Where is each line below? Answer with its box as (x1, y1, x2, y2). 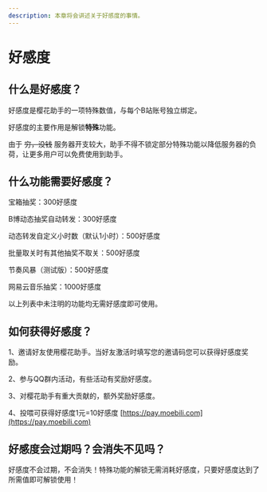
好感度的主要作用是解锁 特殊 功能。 (8, 122, 120, 132)
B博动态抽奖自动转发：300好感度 (8, 215, 117, 224)
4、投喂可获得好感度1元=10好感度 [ (8, 408, 124, 418)
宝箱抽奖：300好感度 (8, 197, 78, 207)
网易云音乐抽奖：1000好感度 (8, 282, 102, 292)
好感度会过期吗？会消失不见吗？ (8, 442, 166, 455)
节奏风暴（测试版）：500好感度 (8, 265, 109, 275)
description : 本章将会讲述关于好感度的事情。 (8, 11, 144, 20)
